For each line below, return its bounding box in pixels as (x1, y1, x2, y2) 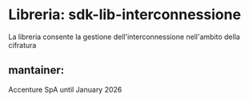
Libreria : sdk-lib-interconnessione (8, 6, 242, 24)
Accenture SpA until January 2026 (8, 84, 122, 94)
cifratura (8, 40, 37, 49)
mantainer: (8, 64, 65, 77)
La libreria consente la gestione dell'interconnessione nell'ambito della (8, 32, 240, 41)
